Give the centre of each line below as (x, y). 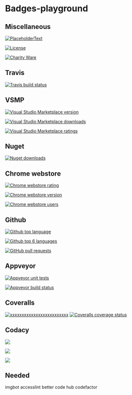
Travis (15, 73)
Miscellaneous (28, 27)
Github (16, 220)
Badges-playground (47, 9)
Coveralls (20, 303)
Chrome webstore (33, 173)
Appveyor (20, 266)
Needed (18, 375)
